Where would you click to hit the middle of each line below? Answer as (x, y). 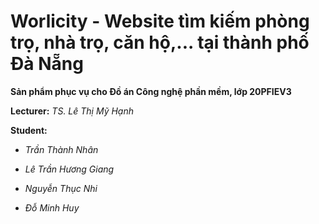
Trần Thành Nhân (61, 149)
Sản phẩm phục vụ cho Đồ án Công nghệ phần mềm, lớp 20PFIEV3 (151, 91)
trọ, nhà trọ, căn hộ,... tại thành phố (160, 42)
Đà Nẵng (47, 64)
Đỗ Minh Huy (52, 207)
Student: (29, 130)
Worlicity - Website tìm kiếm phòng (160, 21)
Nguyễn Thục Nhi (61, 188)
